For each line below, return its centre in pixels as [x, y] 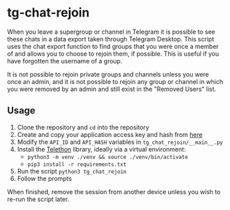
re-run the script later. [38, 199]
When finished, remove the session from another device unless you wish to [114, 191]
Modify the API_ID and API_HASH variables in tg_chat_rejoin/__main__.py [120, 142]
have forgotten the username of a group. [65, 61]
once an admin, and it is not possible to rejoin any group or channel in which [115, 81]
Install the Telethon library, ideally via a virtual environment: [101, 149]
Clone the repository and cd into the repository [83, 127]
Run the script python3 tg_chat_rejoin [72, 171]
